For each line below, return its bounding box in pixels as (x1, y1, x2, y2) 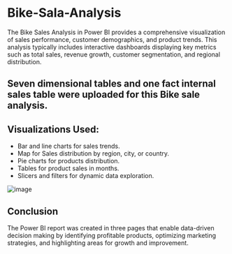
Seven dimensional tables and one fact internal (7, 78, 217, 90)
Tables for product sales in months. (17, 164, 119, 172)
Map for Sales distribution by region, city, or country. (17, 149, 170, 158)
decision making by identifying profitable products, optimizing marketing (7, 231, 217, 239)
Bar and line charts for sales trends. (17, 142, 120, 151)
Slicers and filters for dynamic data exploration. (17, 172, 154, 180)
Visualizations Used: (7, 124, 99, 135)
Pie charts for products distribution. (17, 157, 120, 165)
